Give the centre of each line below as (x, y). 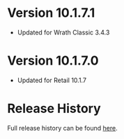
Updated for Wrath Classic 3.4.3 (63, 32)
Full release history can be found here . (63, 128)
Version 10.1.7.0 (53, 61)
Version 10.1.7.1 (51, 13)
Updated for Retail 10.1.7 (52, 80)
